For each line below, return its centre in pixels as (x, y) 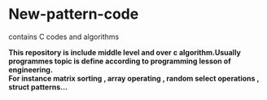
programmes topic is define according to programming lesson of (120, 61)
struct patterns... (38, 87)
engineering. (31, 69)
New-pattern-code (74, 14)
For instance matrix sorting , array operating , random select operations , (134, 78)
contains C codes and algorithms (64, 37)
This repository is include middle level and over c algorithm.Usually (125, 52)
